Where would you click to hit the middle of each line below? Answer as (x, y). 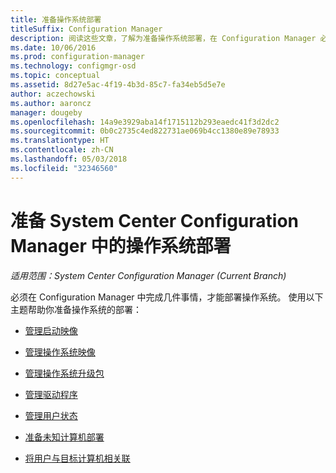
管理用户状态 (51, 415)
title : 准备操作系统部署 (56, 19)
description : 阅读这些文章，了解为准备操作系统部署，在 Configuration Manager (163, 38)
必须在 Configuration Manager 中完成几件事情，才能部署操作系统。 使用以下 (167, 297)
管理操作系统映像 (60, 352)
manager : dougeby (46, 112)
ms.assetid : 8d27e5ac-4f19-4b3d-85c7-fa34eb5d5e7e (118, 85)
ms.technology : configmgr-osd (73, 66)
